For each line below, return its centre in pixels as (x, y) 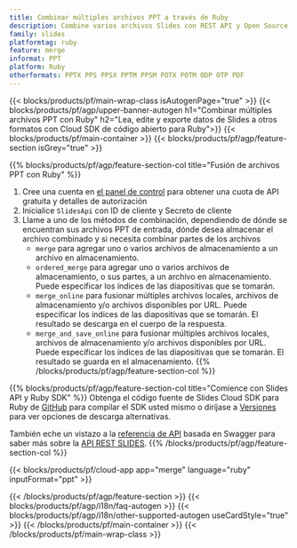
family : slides (37, 34)
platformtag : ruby (43, 42)
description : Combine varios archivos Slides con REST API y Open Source (149, 26)
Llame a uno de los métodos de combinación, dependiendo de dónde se (154, 219)
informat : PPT (36, 59)
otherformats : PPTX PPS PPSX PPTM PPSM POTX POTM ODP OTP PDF (127, 75)
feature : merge (37, 51)
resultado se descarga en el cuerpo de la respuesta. (131, 323)
